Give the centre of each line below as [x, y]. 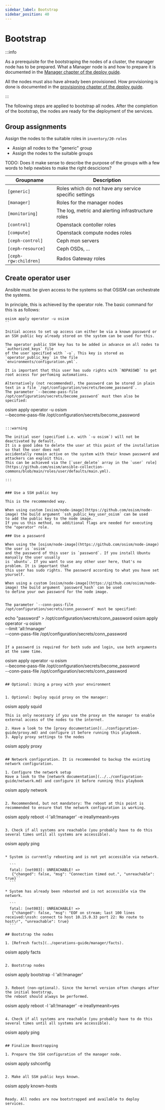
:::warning [16, 429]
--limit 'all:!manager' [26, 629]
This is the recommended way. [36, 502]
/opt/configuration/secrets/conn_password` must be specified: [71, 609]
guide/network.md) [24, 781]
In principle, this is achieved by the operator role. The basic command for [79, 305]
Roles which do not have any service [98, 188]
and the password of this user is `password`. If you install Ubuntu [78, 553]
